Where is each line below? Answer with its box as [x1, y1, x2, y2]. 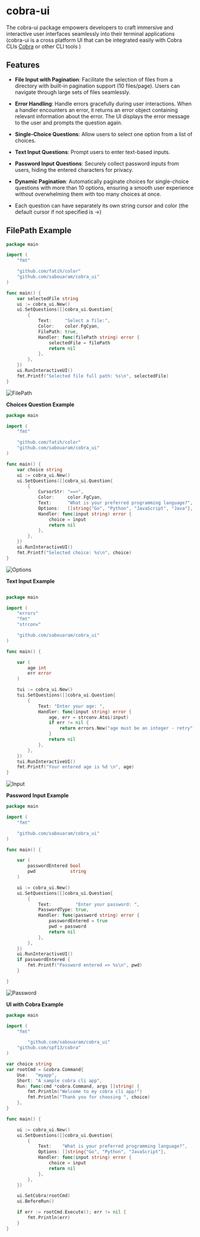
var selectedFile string [17, 296, 79, 302]
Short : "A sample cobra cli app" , [17, 1078, 102, 1083]
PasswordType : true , [37, 907, 89, 913]
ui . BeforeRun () [17, 1198, 55, 1204]
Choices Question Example [6, 400, 74, 408]
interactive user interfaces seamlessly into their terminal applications [6, 30, 175, 37]
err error [27, 671, 52, 677]
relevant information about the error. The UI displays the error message [14, 112, 190, 120]
